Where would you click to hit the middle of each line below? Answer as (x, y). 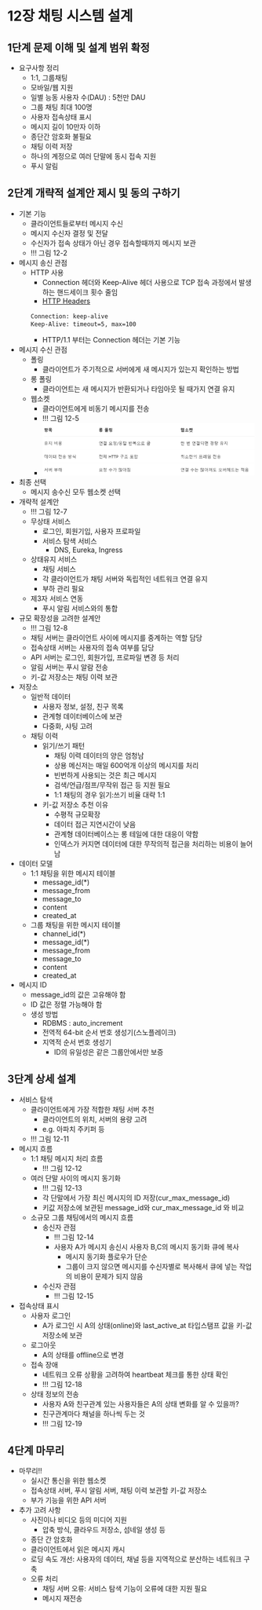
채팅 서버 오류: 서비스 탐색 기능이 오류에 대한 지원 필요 (125, 1589)
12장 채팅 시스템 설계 (70, 16)
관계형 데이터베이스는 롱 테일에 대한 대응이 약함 (126, 834)
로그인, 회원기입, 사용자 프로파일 (91, 531)
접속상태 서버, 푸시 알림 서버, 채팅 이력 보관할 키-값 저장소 (118, 1491)
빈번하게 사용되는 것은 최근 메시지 (106, 775)
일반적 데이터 (51, 697)
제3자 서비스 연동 (57, 598)
